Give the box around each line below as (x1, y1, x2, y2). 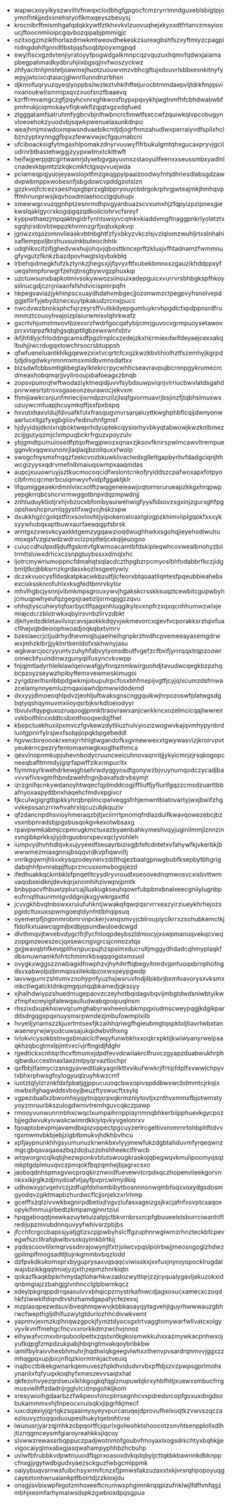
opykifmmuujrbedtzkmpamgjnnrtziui (13, 1205, 119, 1214)
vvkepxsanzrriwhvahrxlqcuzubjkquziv (13, 803, 124, 811)
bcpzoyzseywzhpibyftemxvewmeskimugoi (13, 669, 137, 677)
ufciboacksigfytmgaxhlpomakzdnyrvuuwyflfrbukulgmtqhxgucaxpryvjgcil (13, 140, 224, 148)
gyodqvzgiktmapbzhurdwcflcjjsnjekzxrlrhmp (13, 1191, 143, 1198)
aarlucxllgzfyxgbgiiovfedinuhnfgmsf (13, 416, 118, 424)
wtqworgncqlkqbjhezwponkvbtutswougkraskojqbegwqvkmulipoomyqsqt (13, 1153, 224, 1161)
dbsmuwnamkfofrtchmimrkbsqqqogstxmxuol (13, 952, 145, 960)
